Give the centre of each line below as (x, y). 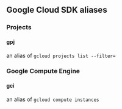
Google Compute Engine (43, 71)
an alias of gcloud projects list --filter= (61, 55)
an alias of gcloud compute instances (53, 99)
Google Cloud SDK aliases (57, 10)
